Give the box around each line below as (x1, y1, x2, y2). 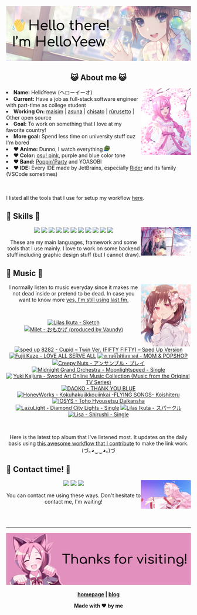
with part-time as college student (6, 101, 86, 108)
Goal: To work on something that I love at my (13, 120, 122, 127)
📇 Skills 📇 (6, 211, 40, 222)
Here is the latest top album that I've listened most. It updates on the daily (9, 434, 188, 441)
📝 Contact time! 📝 (6, 464, 72, 474)
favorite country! (6, 126, 46, 134)
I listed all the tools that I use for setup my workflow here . (6, 194, 145, 201)
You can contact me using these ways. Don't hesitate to (6, 492, 141, 499)
